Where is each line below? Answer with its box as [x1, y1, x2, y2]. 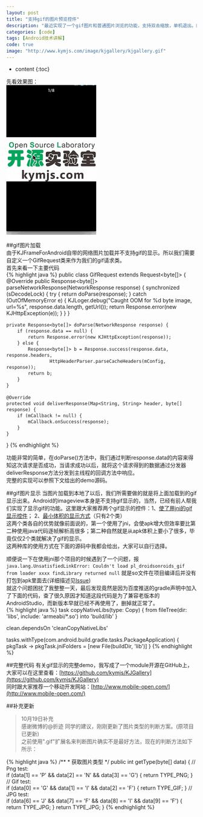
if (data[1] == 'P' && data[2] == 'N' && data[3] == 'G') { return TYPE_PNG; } [6, 771, 193, 778]
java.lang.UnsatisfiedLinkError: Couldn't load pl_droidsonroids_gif [6, 563, 185, 569]
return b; [28, 370, 53, 376]
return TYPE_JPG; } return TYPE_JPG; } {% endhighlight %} [6, 803, 155, 810]
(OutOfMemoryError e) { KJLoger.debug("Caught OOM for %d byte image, [6, 296, 192, 304]
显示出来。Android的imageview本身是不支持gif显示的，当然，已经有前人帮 [6, 496, 192, 504]
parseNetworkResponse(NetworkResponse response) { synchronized [6, 284, 180, 291]
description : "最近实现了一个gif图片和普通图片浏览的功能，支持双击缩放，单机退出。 [6, 22, 196, 28]
